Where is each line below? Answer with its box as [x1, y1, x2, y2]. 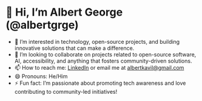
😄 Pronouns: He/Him [14, 72, 68, 80]
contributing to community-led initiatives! [14, 88, 118, 95]
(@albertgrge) [5, 18, 79, 32]
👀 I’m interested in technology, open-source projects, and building [14, 38, 180, 45]
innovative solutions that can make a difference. [14, 44, 135, 52]
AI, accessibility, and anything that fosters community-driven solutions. [14, 57, 192, 64]
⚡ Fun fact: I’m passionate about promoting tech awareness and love [14, 79, 186, 87]
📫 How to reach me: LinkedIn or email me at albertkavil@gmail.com [14, 64, 184, 71]
